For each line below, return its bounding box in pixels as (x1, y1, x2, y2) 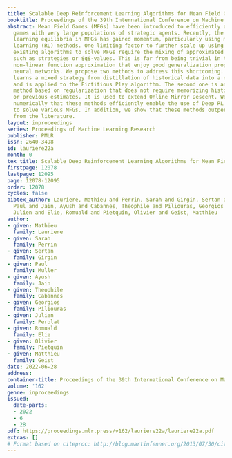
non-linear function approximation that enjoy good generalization (13, 61, 212, 68)
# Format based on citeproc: (7, 440, 91, 448)
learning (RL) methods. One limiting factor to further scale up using (13, 42, 224, 49)
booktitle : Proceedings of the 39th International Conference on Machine (7, 17, 224, 23)
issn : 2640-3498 (7, 139, 54, 146)
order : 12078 (7, 184, 45, 191)
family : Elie (13, 331, 51, 338)
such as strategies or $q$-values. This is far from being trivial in (13, 55, 221, 62)
